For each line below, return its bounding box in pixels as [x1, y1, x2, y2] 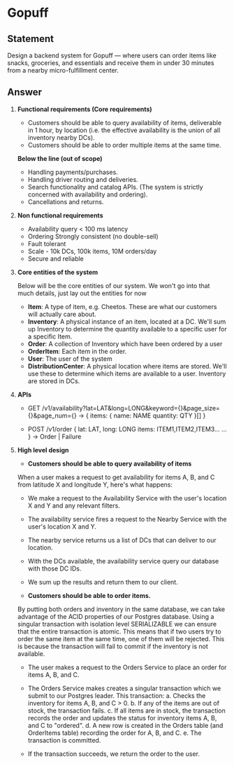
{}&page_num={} [27, 411, 77, 420]
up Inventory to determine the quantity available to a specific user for [27, 324, 227, 333]
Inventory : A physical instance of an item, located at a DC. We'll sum [27, 317, 226, 326]
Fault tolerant [27, 239, 66, 248]
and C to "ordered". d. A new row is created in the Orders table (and [27, 721, 224, 729]
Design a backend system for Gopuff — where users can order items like [7, 51, 217, 59]
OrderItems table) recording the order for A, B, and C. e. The [27, 729, 202, 737]
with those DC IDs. [27, 564, 82, 573]
